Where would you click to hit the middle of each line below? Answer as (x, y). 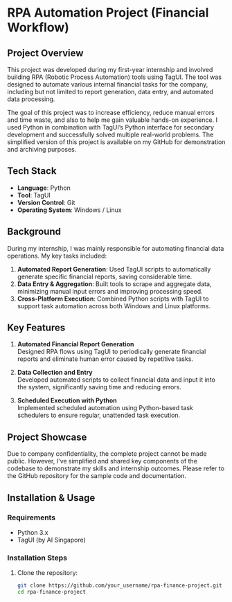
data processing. (31, 99)
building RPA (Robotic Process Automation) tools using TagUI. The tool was (115, 77)
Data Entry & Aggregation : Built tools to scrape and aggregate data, (114, 284)
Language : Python (44, 188)
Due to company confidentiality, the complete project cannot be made (107, 454)
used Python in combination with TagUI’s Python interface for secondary (111, 127)
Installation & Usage (51, 498)
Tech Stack (32, 171)
